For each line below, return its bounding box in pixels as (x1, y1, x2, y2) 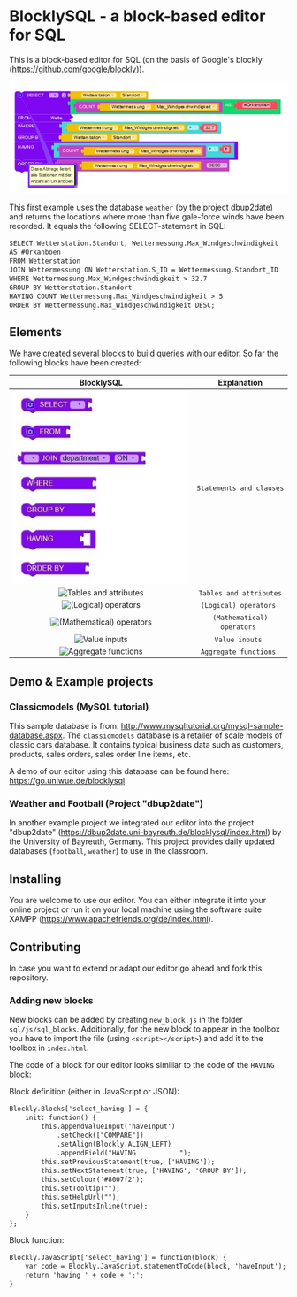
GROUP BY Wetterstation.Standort (9, 283, 133, 292)
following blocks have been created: (9, 357, 141, 368)
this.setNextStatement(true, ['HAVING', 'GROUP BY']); (41, 1166, 247, 1176)
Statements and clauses (196, 484, 285, 493)
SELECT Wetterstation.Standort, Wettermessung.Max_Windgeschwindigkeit (9, 239, 278, 248)
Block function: (9, 1235, 65, 1246)
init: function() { (25, 1113, 97, 1123)
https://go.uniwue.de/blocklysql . (9, 776, 127, 786)
